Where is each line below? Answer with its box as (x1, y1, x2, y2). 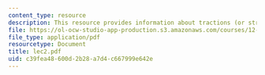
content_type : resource (8, 11, 87, 20)
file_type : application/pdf (8, 33, 101, 41)
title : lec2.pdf (8, 48, 62, 55)
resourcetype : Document (8, 41, 87, 48)
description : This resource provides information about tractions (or (8, 19, 245, 27)
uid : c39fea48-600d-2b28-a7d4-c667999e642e (8, 55, 154, 63)
